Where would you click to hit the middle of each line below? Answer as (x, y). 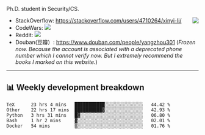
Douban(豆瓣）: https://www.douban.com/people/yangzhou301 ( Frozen (105, 42)
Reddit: (24, 35)
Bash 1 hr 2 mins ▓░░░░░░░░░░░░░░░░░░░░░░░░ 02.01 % (88, 120)
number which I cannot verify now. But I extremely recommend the (99, 55)
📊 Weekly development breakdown (75, 88)
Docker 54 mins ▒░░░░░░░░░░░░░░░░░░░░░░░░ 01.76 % (88, 126)
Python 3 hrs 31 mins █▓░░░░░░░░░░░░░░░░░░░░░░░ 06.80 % (88, 115)
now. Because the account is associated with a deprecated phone (99, 49)
